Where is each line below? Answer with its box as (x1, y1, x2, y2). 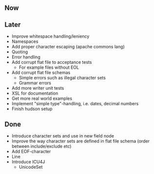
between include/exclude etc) (11, 143, 72, 149)
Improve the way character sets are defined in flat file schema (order (11, 138, 150, 144)
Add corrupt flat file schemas (11, 70, 71, 76)
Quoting (11, 49, 28, 55)
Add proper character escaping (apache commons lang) (11, 44, 125, 50)
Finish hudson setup (11, 106, 53, 112)
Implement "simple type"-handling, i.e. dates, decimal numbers (11, 101, 139, 107)
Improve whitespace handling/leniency (11, 34, 90, 39)
